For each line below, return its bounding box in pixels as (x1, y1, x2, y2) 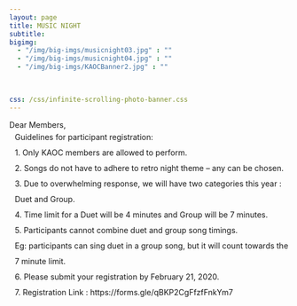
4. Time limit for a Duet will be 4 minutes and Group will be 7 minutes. (14, 209, 269, 220)
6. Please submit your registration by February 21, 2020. (14, 271, 220, 282)
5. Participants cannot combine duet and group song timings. (14, 224, 238, 235)
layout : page (9, 12, 58, 22)
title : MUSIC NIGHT (9, 21, 82, 30)
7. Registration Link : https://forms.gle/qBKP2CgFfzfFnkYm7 (14, 286, 233, 297)
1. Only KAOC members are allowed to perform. (14, 147, 188, 158)
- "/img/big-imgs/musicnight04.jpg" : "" (17, 54, 173, 63)
